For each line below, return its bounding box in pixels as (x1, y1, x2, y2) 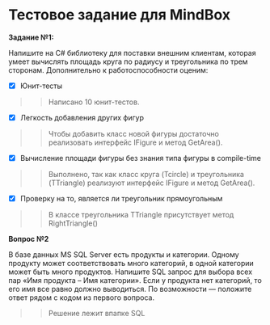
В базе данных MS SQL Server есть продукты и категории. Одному (8, 250, 240, 260)
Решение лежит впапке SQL (48, 309, 146, 319)
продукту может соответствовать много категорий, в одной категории (8, 259, 255, 268)
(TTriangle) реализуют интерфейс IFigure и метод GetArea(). (48, 178, 255, 188)
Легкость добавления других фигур (19, 113, 144, 122)
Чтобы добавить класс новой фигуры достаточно (48, 129, 220, 139)
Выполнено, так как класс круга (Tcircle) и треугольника (48, 170, 245, 179)
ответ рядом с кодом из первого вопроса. (8, 293, 155, 302)
